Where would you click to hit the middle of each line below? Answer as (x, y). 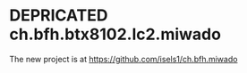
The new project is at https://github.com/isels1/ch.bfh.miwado (123, 59)
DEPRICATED (59, 16)
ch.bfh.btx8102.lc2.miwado (115, 34)
